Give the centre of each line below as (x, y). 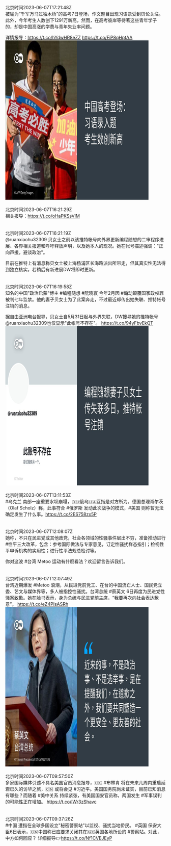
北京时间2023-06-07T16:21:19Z (38, 233)
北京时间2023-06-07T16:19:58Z (39, 287)
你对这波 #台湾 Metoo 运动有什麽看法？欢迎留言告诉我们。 (67, 561)
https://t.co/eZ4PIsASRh (43, 604)
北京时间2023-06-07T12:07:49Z (39, 579)
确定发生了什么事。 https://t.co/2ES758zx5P (51, 514)
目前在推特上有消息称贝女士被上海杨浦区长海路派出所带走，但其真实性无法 (83, 263)
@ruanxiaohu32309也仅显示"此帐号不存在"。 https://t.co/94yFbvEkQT (79, 323)
